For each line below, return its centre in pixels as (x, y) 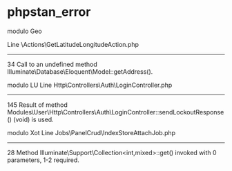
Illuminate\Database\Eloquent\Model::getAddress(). (80, 71)
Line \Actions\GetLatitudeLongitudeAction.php (73, 44)
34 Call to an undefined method (52, 64)
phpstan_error (49, 12)
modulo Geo (25, 31)
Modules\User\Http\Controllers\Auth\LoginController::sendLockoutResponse (116, 112)
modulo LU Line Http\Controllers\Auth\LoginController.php (90, 85)
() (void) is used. (30, 119)
